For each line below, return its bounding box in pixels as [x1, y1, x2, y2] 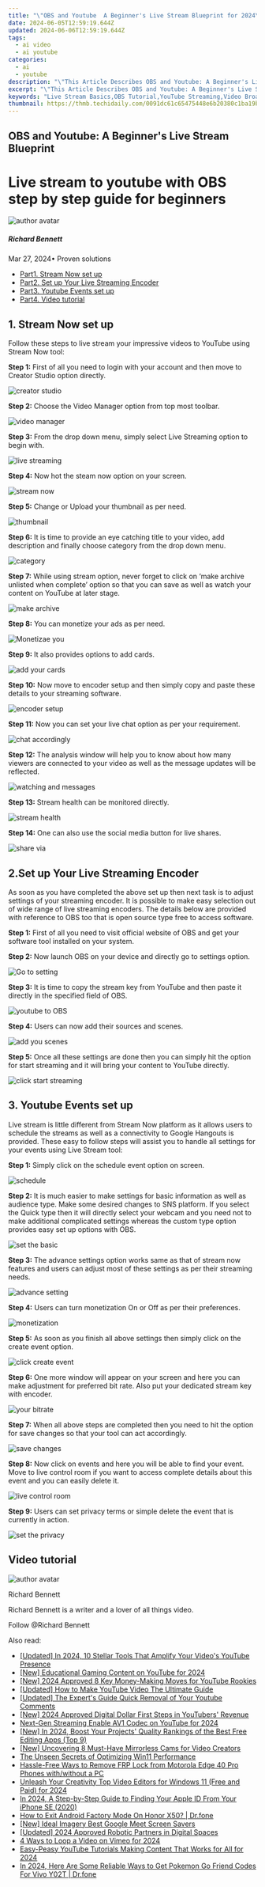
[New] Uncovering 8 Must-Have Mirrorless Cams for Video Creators [19, 1743, 241, 1752]
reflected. [8, 767, 40, 776]
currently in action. [8, 1514, 69, 1524]
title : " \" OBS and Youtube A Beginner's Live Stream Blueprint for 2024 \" [8, 11, 263, 20]
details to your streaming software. [8, 689, 122, 699]
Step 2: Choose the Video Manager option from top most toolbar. [8, 401, 220, 411]
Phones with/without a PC [19, 1768, 104, 1778]
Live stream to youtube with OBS [8, 173, 227, 191]
